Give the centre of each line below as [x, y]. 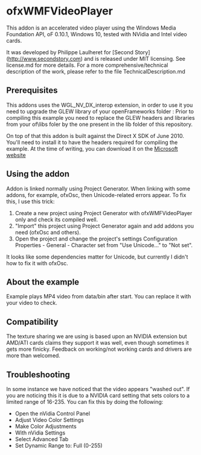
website [16, 155]
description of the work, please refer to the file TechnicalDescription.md [96, 71]
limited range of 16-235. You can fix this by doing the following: [85, 402]
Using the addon [38, 174]
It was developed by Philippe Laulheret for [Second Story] [78, 52]
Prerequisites [32, 91]
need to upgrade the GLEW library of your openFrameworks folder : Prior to [100, 111]
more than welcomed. [33, 356]
